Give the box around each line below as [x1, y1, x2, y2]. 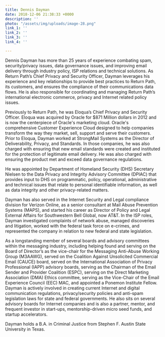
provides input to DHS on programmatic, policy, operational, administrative [5, 176, 157, 182]
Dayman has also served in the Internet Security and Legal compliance [5, 196, 149, 202]
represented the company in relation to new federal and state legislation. [5, 228, 153, 234]
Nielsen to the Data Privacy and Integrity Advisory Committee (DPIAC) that [5, 171, 157, 177]
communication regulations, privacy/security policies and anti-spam [5, 290, 143, 296]
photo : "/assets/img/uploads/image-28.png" [5, 21, 96, 26]
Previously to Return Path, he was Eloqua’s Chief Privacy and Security [5, 109, 147, 115]
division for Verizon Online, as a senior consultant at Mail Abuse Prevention [5, 201, 158, 208]
